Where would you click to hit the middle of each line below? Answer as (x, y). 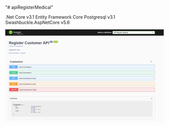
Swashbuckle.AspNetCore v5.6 (37, 22)
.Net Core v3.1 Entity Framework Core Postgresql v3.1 (60, 17)
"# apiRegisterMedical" (29, 7)
